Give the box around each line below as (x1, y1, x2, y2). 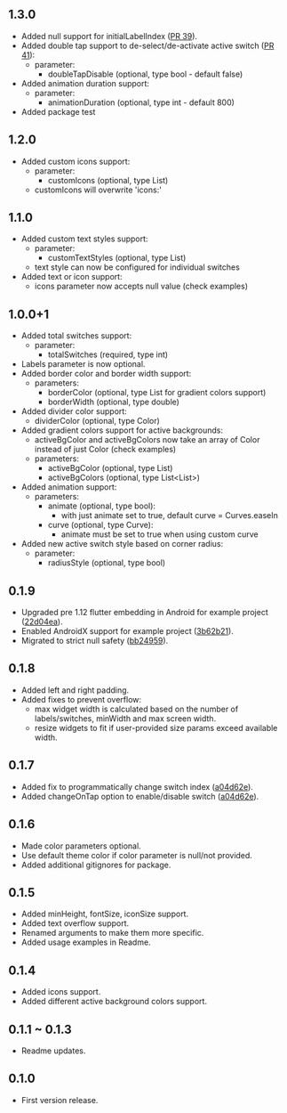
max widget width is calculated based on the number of (34, 703, 239, 714)
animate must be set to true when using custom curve (60, 529, 259, 540)
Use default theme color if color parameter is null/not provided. (20, 849, 252, 860)
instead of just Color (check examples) (34, 444, 177, 455)
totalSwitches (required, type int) (47, 349, 169, 360)
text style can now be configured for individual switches (34, 262, 241, 272)
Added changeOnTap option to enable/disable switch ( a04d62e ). (20, 791, 259, 801)
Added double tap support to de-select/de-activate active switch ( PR (20, 40, 275, 51)
